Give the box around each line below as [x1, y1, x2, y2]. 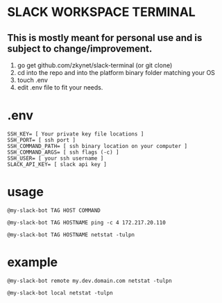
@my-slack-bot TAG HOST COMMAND [7, 206, 101, 214]
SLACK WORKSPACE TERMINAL [7, 4, 196, 20]
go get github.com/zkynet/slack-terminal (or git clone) [17, 61, 173, 69]
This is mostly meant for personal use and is [7, 32, 203, 44]
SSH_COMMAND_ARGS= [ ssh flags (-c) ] [7, 149, 119, 156]
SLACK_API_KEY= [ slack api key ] [7, 161, 108, 167]
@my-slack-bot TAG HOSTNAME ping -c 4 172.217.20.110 [7, 219, 166, 226]
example [7, 254, 58, 270]
